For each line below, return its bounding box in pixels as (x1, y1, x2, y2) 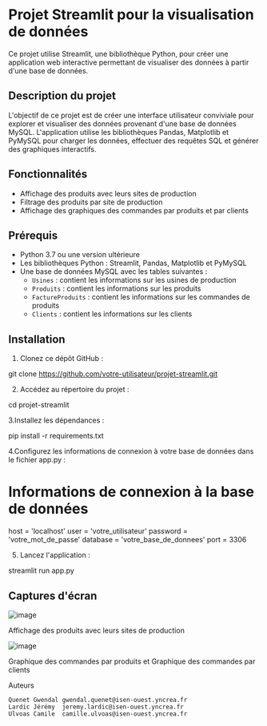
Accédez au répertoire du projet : (19, 385, 130, 395)
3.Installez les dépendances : (8, 415, 105, 425)
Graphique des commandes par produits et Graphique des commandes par (8, 657, 256, 666)
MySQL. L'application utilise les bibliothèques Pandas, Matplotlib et (8, 127, 229, 137)
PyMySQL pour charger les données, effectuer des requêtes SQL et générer (8, 136, 259, 145)
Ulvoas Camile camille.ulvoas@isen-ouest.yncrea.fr (8, 709, 188, 718)
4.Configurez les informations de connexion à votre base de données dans (8, 446, 254, 456)
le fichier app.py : (8, 455, 66, 465)
